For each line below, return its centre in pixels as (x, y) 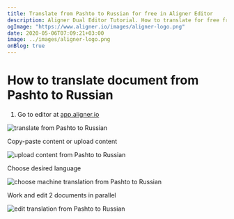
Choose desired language (44, 168)
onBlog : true (26, 46)
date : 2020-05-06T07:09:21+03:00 (56, 33)
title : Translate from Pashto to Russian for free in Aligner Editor (110, 14)
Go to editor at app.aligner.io (58, 114)
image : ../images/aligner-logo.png (59, 40)
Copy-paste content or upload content (62, 141)
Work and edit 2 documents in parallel (62, 195)
